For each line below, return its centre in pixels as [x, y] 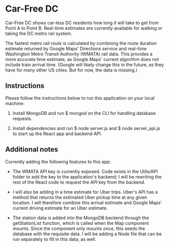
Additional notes [32, 149]
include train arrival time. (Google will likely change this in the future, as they [84, 65]
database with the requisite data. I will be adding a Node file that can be [87, 234]
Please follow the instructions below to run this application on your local [80, 98]
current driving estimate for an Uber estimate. [60, 208]
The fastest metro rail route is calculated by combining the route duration [81, 43]
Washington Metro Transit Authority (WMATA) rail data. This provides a [79, 54]
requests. [22, 118]
